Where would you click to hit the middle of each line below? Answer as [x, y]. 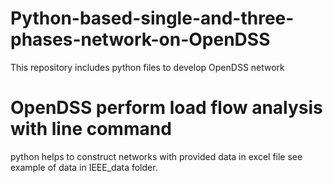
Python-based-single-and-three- [152, 18]
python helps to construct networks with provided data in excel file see [156, 156]
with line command [91, 129]
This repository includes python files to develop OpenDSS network [147, 67]
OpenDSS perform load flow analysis [166, 108]
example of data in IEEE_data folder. [84, 167]
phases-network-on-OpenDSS [140, 39]
